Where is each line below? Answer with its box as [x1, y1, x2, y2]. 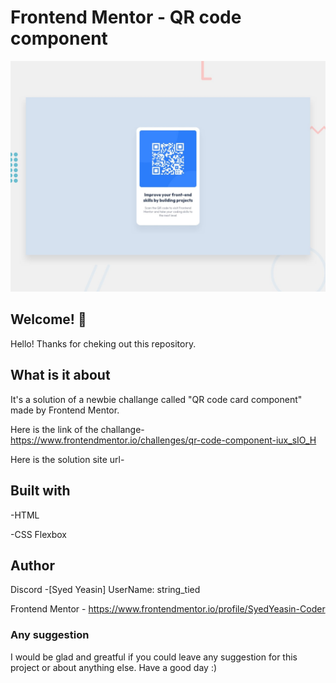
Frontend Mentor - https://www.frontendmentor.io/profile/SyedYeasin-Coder [10, 603, 326, 615]
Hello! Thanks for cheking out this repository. [10, 337, 197, 350]
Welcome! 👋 [10, 311, 87, 328]
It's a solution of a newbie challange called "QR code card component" [10, 393, 303, 405]
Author [10, 557, 55, 574]
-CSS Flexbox [10, 528, 68, 540]
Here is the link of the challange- [10, 423, 145, 435]
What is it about [10, 367, 111, 384]
